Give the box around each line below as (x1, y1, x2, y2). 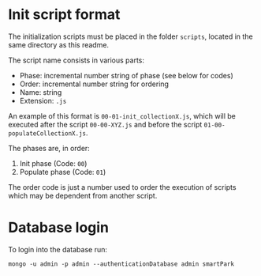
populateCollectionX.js (8, 129, 87, 138)
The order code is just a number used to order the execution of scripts (8, 182, 237, 191)
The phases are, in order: (8, 143, 91, 153)
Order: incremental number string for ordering (19, 79, 170, 89)
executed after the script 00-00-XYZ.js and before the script (8, 119, 203, 129)
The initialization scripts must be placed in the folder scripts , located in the (8, 32, 254, 41)
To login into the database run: (8, 244, 108, 254)
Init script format (8, 6, 121, 24)
